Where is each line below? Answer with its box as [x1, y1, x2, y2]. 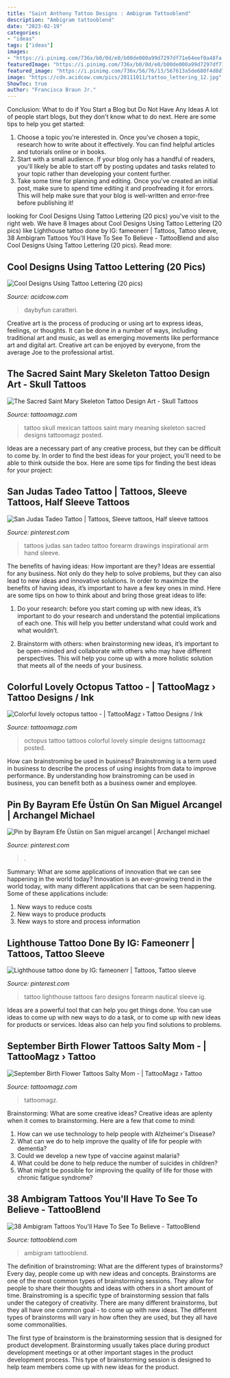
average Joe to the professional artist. [7, 348, 114, 356]
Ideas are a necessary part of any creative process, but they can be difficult [7, 444, 221, 452]
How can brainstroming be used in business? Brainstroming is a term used [7, 757, 217, 765]
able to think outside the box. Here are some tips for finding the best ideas [7, 459, 217, 467]
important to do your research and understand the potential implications [16, 612, 220, 620]
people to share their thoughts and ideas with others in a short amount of [7, 1283, 214, 1292]
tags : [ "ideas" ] [7, 42, 53, 49]
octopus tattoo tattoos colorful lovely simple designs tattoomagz [23, 736, 206, 745]
